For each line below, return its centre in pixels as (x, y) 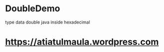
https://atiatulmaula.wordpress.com (82, 42)
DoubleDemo (33, 9)
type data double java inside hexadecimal (48, 22)
